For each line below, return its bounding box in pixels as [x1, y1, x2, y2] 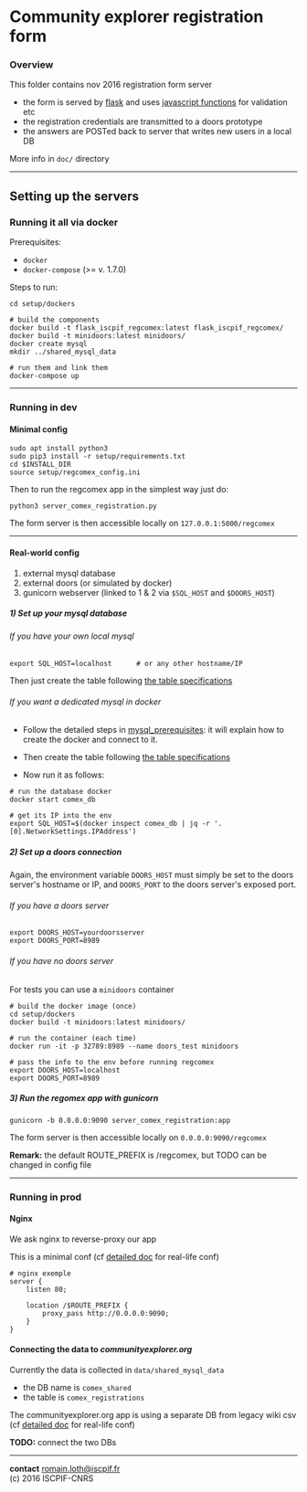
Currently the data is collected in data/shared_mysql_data [9, 1364, 225, 1375]
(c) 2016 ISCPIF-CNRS [9, 1473, 94, 1484]
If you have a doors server [9, 900, 110, 911]
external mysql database [22, 567, 116, 578]
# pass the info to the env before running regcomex [9, 1057, 215, 1066]
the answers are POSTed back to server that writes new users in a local [22, 126, 292, 137]
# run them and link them [9, 364, 108, 373]
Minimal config [9, 423, 69, 435]
